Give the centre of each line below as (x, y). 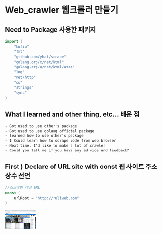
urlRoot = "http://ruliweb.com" (46, 198)
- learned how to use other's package (44, 136)
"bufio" (21, 47)
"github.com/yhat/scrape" (40, 57)
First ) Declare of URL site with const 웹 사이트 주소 (81, 166)
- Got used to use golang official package (50, 131)
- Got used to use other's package (41, 126)
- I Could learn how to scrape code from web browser (61, 141)
